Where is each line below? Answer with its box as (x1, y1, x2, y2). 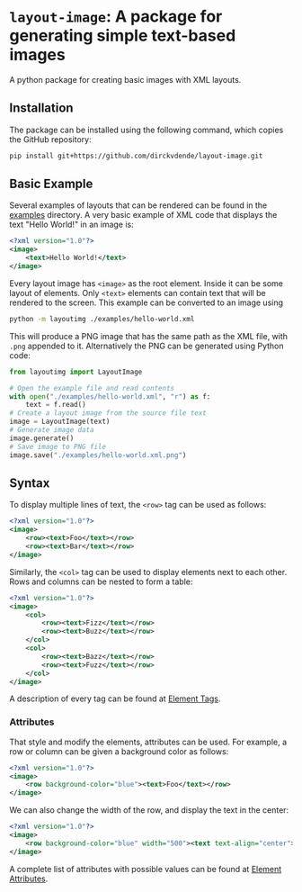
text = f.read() (25, 401, 87, 410)
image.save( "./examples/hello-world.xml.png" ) (9, 450, 187, 460)
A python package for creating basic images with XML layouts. (9, 74, 242, 85)
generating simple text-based (9, 25, 236, 46)
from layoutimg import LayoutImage (9, 367, 143, 376)
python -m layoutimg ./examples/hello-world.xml (9, 314, 195, 323)
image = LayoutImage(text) (9, 417, 111, 427)
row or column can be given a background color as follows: (9, 745, 229, 757)
